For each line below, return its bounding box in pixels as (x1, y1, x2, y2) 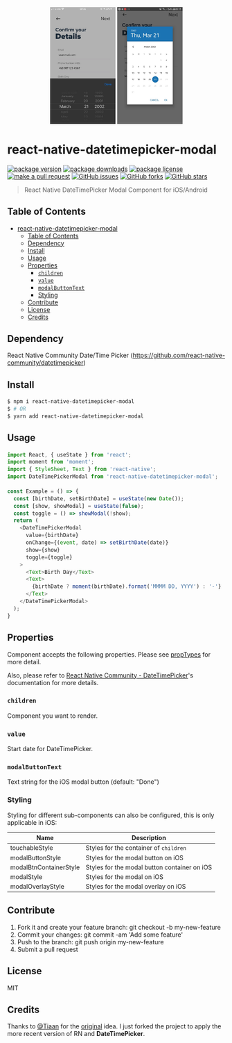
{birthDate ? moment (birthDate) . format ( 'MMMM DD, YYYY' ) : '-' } (32, 583, 222, 590)
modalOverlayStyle (10, 882, 64, 891)
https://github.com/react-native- (132, 351, 226, 360)
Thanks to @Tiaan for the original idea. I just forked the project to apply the (7, 1022, 222, 1030)
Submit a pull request (17, 945, 78, 953)
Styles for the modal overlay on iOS (85, 882, 186, 891)
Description (131, 834, 166, 842)
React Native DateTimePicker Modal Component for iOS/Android (24, 186, 208, 194)
